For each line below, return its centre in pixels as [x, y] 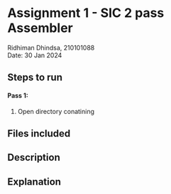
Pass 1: [18, 95]
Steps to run [35, 78]
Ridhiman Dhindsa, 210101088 [51, 47]
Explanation [34, 182]
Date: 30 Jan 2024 [35, 55]
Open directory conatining [56, 111]
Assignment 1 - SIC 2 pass [86, 13]
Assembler [40, 28]
